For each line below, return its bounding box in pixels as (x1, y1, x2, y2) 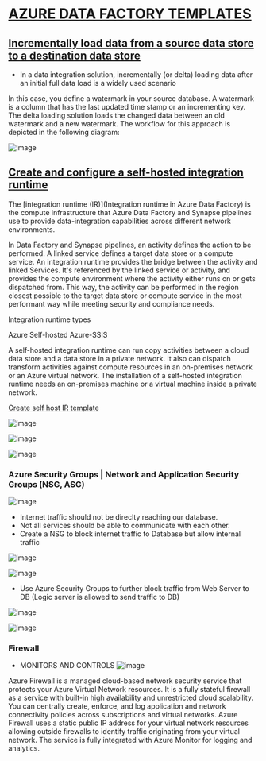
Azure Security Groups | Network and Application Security (8, 469, 240, 480)
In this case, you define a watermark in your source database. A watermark (8, 94, 255, 103)
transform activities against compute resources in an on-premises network (8, 362, 253, 372)
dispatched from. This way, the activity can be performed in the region (8, 282, 240, 292)
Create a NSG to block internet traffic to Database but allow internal (19, 529, 241, 539)
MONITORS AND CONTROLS (19, 661, 115, 670)
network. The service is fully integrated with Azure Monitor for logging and (8, 736, 253, 745)
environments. (8, 224, 56, 234)
